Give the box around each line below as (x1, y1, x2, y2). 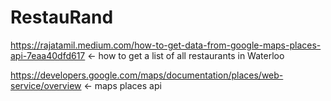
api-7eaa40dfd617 (10, 49, 86, 61)
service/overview (10, 79, 82, 91)
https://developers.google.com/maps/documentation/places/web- (10, 69, 284, 81)
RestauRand (10, 6, 114, 29)
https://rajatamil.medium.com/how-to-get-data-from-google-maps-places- (10, 39, 322, 51)
